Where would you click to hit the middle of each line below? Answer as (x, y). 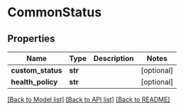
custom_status (37, 70)
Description (114, 59)
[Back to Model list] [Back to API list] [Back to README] (89, 99)
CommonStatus (54, 12)
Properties (31, 39)
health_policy (34, 82)
